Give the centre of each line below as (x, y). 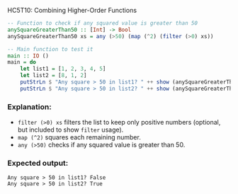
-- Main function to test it (50, 49)
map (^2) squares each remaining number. (79, 137)
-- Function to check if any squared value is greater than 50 (103, 23)
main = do (22, 62)
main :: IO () (28, 56)
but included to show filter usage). (70, 130)
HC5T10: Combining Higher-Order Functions (72, 10)
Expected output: (38, 163)
